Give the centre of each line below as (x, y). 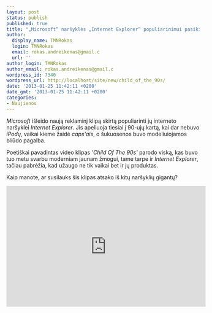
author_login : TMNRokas (37, 63)
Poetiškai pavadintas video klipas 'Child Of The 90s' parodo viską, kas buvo (102, 152)
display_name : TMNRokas (42, 41)
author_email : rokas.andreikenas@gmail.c (60, 69)
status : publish (27, 18)
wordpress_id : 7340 (31, 75)
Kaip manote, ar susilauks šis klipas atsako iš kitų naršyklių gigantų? (92, 177)
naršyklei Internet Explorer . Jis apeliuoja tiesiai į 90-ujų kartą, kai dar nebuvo (103, 127)
